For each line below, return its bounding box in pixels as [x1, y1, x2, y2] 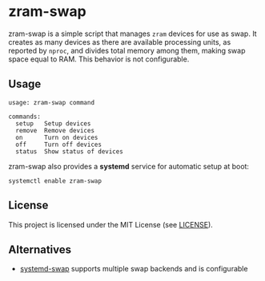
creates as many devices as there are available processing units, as [8, 37, 231, 46]
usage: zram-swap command [8, 98, 94, 106]
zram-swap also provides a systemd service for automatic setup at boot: [8, 161, 250, 171]
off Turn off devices [15, 140, 102, 148]
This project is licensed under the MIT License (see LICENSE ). [8, 220, 214, 229]
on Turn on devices [15, 133, 98, 141]
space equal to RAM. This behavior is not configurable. [8, 54, 190, 64]
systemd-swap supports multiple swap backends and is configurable [19, 264, 248, 274]
